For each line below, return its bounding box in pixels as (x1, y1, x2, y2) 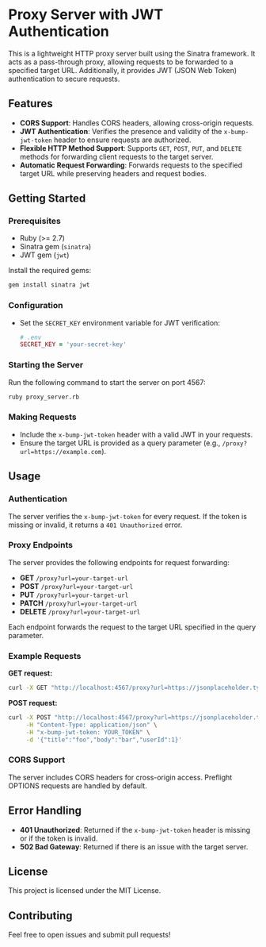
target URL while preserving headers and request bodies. (19, 168, 207, 178)
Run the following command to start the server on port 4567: (8, 377, 206, 387)
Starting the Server (8, 360, 84, 371)
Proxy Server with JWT (8, 6, 164, 24)
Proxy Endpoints (8, 540, 74, 551)
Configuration (8, 300, 63, 311)
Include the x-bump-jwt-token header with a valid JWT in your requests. (19, 429, 253, 439)
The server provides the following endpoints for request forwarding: (8, 557, 230, 567)
